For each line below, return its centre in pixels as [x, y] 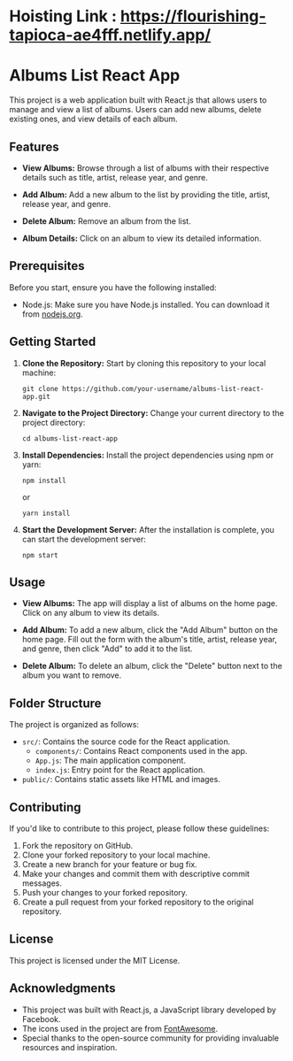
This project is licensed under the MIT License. [95, 960]
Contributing [45, 807]
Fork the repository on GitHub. [77, 846]
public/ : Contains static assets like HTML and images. [121, 780]
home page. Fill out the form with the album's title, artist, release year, [149, 640]
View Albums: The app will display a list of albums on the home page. [150, 604]
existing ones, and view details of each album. [94, 119]
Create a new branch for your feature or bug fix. [109, 864]
